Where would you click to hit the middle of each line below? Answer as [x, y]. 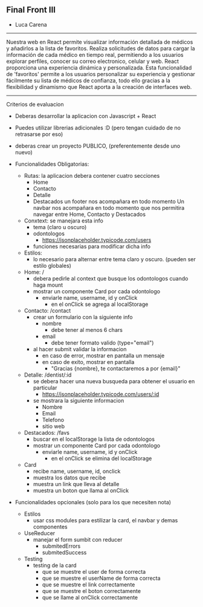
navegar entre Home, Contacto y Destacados [89, 214]
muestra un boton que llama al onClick [81, 490]
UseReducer [40, 533]
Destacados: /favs [47, 432]
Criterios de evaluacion [35, 104]
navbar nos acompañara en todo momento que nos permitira [109, 207]
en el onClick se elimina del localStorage [101, 458]
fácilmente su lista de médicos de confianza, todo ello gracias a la [88, 80]
